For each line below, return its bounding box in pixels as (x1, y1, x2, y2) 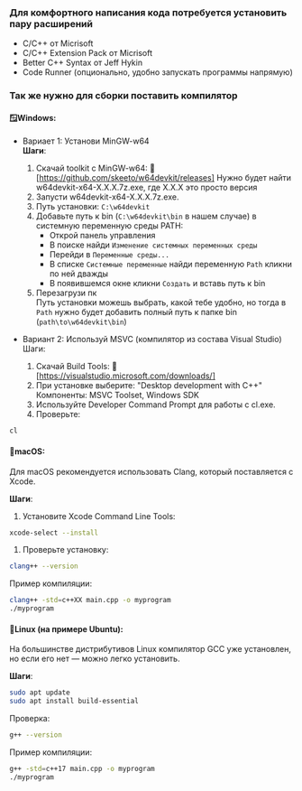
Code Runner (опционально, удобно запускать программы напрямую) (22, 67, 293, 78)
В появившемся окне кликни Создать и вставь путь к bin (49, 278, 266, 289)
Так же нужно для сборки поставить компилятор (9, 89, 238, 102)
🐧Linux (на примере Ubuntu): (9, 623, 124, 634)
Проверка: (9, 712, 50, 723)
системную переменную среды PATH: (35, 220, 184, 231)
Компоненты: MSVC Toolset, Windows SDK (35, 390, 200, 401)
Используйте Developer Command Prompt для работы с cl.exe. (35, 399, 277, 410)
